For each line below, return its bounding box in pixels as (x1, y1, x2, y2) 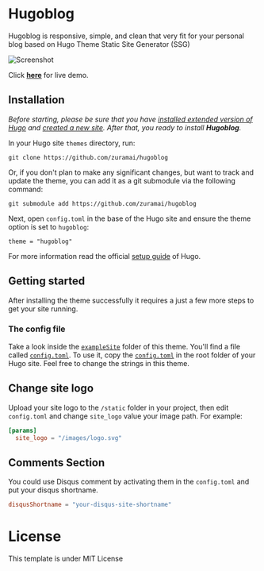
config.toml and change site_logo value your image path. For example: (8, 411, 243, 421)
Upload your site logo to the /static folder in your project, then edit (8, 403, 229, 412)
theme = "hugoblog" (8, 237, 73, 245)
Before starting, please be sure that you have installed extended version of (8, 114, 254, 124)
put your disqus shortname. (8, 485, 99, 495)
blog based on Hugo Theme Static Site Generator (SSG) (8, 39, 190, 48)
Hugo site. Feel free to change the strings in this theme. (8, 358, 190, 368)
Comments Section (8, 456, 105, 469)
